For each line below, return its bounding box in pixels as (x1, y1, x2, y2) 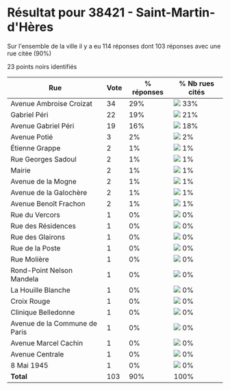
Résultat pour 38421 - (7, 5, 133, 21)
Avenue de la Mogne (10, 177, 77, 186)
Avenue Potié (10, 132, 53, 142)
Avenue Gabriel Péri (10, 121, 75, 131)
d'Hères (7, 19, 53, 35)
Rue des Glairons (10, 232, 66, 242)
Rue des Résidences (10, 221, 77, 231)
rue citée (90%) (7, 49, 52, 57)
